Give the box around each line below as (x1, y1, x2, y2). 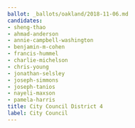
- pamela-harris (7, 97, 55, 104)
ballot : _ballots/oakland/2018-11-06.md (7, 10, 129, 18)
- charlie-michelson (7, 57, 69, 64)
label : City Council (7, 110, 69, 117)
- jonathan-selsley (7, 70, 65, 77)
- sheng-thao (7, 23, 46, 31)
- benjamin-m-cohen (7, 43, 65, 50)
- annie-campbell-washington (7, 37, 94, 44)
